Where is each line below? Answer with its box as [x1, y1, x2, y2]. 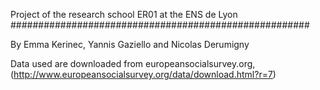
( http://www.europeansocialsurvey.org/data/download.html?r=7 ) [10, 69, 277, 80]
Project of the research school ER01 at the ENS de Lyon [10, 9, 238, 20]
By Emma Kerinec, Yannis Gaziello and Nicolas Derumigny [10, 39, 250, 50]
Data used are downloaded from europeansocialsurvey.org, [10, 58, 256, 69]
